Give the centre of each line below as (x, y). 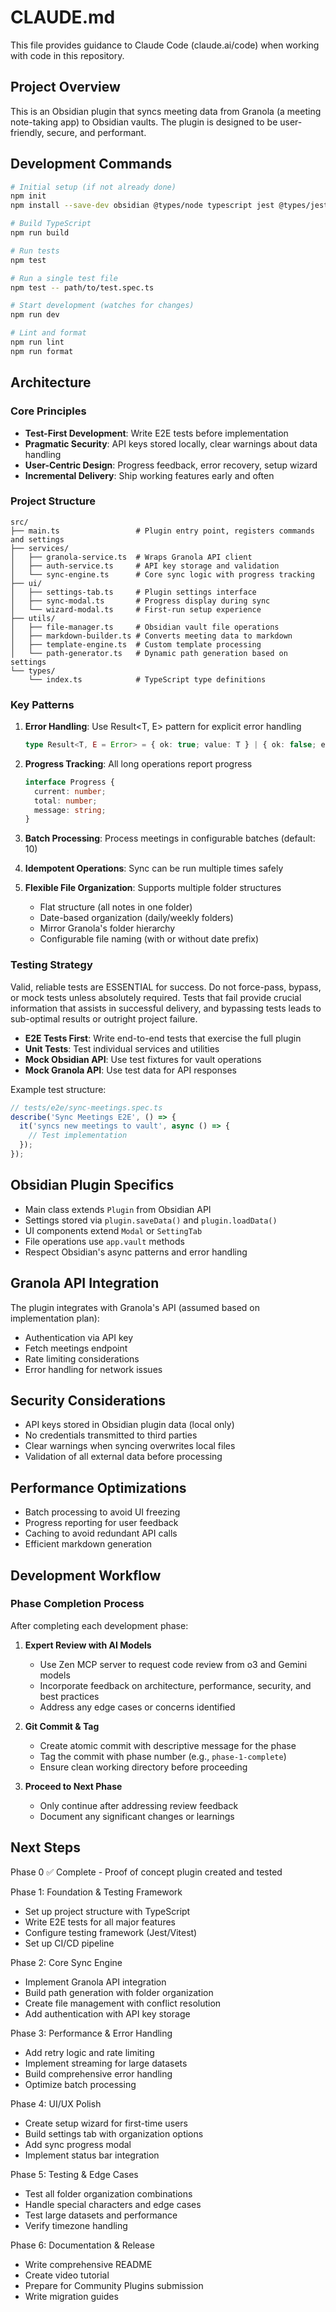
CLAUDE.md (63, 17)
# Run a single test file (64, 278)
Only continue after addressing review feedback (139, 1805)
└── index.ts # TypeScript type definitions (147, 679)
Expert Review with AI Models (88, 1645)
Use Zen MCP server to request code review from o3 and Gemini (173, 1664)
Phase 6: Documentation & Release (82, 2245)
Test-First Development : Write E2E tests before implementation (156, 433)
